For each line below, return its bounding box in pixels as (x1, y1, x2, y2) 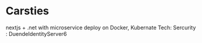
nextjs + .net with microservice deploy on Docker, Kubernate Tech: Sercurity (5, 24, 196, 31)
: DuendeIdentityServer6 (5, 30, 67, 37)
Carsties (5, 4, 50, 18)
